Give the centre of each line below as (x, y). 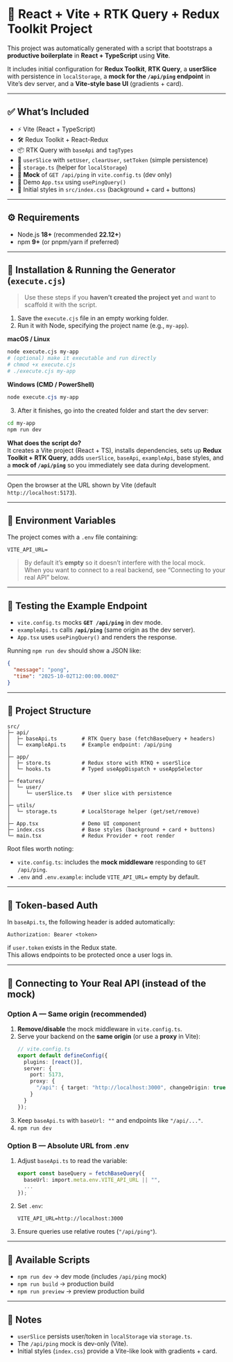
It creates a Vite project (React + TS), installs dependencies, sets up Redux (114, 450)
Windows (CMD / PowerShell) (51, 384)
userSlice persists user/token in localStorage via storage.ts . (105, 1336)
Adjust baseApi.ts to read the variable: (72, 1160)
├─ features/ (26, 782)
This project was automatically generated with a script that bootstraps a (110, 48)
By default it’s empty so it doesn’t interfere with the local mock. (115, 563)
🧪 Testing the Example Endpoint (77, 606)
